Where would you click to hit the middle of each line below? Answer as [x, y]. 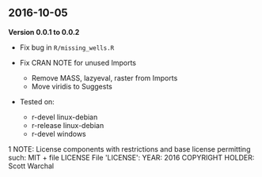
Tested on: [37, 101]
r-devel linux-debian [65, 117]
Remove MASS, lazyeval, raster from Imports [104, 77]
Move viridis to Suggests [72, 86]
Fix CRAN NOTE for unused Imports [78, 62]
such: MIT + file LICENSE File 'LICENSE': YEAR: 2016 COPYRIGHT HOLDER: [131, 157]
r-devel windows [59, 134]
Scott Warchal [31, 166]
